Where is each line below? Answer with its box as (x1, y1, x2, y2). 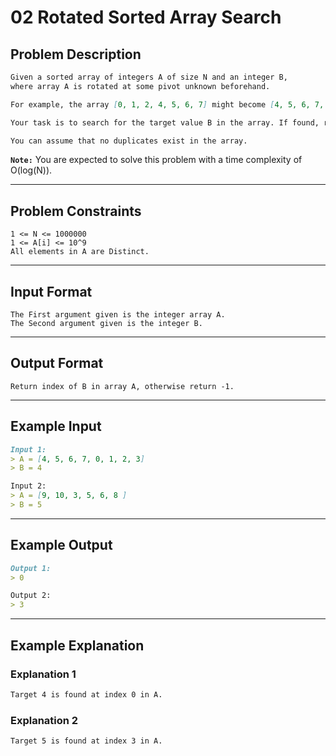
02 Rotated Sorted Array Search (10, 6, 282, 29)
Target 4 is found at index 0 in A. (10, 689, 163, 700)
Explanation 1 (10, 667, 77, 681)
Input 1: (10, 444, 47, 455)
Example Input (10, 418, 102, 435)
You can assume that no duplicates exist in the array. (10, 136, 248, 146)
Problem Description (10, 46, 142, 63)
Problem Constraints (10, 202, 142, 220)
